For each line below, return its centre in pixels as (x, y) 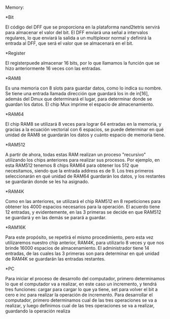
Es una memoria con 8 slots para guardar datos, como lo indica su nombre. (84, 88)
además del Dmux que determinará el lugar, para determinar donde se (79, 99)
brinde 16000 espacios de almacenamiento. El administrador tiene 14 (77, 248)
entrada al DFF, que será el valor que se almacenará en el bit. (69, 43)
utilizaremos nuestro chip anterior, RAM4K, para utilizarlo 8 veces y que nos (85, 243)
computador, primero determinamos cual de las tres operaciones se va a (81, 300)
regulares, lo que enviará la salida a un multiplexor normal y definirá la (78, 38)
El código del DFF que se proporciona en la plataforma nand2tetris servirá (82, 27)
